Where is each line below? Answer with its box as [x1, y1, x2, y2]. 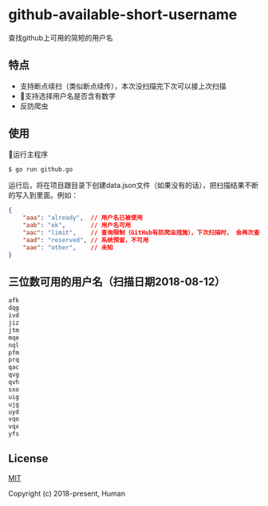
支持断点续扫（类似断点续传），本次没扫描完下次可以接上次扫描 [19, 81, 227, 91]
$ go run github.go [8, 165, 73, 173]
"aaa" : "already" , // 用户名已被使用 [22, 214, 144, 222]
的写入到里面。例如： [8, 190, 78, 200]
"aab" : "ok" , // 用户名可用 [22, 222, 132, 229]
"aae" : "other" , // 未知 [22, 243, 114, 252]
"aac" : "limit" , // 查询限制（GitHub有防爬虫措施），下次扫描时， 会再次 [22, 229, 254, 237]
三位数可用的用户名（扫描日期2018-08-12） [8, 275, 226, 288]
